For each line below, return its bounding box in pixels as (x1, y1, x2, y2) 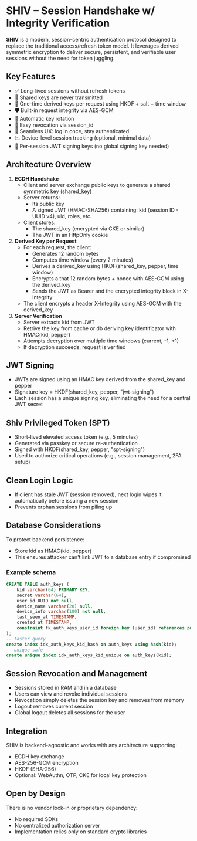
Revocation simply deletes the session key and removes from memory (14, 697, 185, 704)
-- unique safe (6, 647, 43, 653)
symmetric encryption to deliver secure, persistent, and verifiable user (6, 48, 176, 55)
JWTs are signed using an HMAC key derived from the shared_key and (14, 376, 186, 383)
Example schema (6, 568, 56, 576)
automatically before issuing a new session (14, 497, 119, 504)
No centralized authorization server (14, 822, 101, 829)
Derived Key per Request (14, 238, 77, 245)
